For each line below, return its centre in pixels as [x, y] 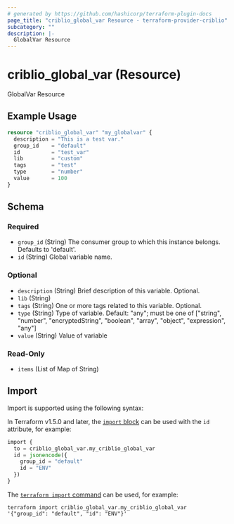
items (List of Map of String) [58, 369]
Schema [26, 207]
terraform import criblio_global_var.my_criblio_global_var [97, 507]
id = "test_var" [52, 152]
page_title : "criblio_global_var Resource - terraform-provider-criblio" [118, 20]
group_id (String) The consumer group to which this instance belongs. [119, 242]
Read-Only [26, 354]
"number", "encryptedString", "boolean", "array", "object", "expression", [122, 320]
